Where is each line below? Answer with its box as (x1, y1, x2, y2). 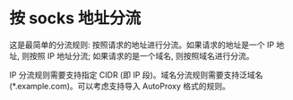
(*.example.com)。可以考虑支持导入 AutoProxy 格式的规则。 (9, 80, 231, 91)
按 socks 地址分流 (9, 8, 142, 29)
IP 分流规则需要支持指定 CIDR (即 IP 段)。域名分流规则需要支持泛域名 (9, 69, 263, 80)
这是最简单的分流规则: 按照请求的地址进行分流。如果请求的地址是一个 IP (9, 39, 275, 50)
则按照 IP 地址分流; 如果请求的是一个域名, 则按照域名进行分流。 (21, 50, 254, 61)
